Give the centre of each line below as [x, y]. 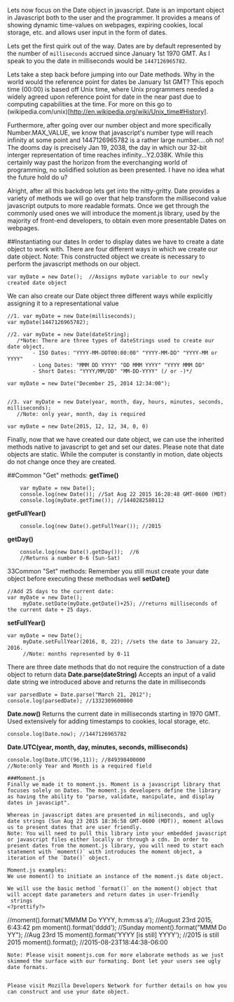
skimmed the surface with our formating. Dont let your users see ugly [114, 961]
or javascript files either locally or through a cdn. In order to [108, 840]
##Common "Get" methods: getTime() [63, 475]
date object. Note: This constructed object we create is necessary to [106, 256]
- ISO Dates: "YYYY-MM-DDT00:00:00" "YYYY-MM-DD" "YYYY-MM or [125, 353]
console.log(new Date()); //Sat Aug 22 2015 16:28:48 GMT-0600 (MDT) [124, 494]
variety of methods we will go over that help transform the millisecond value [117, 198]
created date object [37, 283]
